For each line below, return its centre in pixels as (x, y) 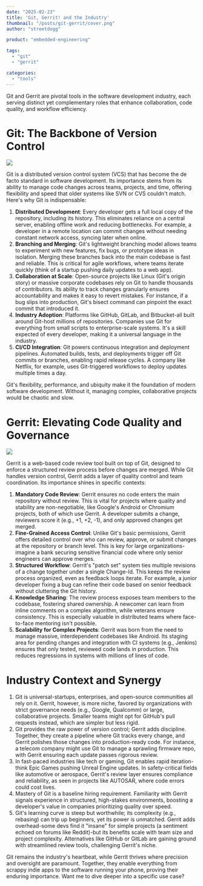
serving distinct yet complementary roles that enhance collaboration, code (99, 102)
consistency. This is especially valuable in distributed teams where (98, 617)
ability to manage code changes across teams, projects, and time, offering (99, 187)
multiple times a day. (41, 373)
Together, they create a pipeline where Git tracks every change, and (100, 736)
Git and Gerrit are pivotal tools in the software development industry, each (98, 96)
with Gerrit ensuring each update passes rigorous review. (87, 755)
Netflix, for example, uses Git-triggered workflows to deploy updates (101, 367)
